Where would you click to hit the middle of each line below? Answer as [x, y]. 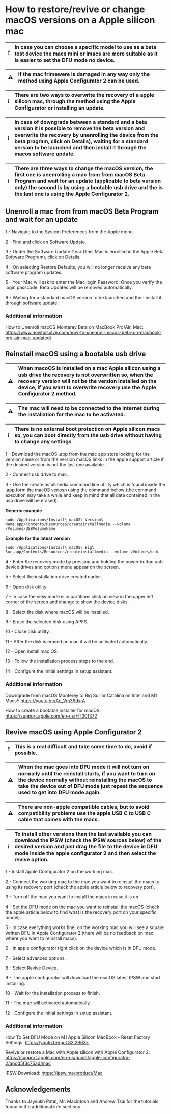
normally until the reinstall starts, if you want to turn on [87, 773]
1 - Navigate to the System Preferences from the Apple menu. [70, 232]
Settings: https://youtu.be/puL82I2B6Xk [47, 1043]
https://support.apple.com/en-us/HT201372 [51, 716]
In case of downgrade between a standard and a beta [81, 122]
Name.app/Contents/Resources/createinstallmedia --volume [68, 524]
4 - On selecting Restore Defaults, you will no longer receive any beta [78, 267]
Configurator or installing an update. [60, 108]
